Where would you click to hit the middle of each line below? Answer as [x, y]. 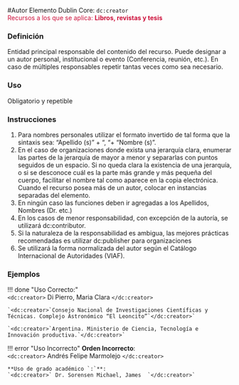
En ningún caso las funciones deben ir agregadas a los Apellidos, [113, 203]
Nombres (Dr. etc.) [45, 210]
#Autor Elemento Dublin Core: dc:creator [68, 10]
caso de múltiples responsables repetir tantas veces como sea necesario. [116, 67]
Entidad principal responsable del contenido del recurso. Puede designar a [117, 52]
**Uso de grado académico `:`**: [57, 369]
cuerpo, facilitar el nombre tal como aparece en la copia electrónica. [118, 180]
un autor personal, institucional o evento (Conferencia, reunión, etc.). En [113, 59]
